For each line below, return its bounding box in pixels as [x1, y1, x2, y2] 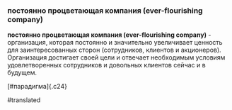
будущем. [7, 68, 37, 77]
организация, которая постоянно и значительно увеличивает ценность [7, 38, 223, 47]
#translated [7, 96, 41, 104]
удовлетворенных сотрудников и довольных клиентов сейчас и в [7, 61, 207, 70]
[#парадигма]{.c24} [7, 82, 67, 91]
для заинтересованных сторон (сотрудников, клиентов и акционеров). [7, 45, 221, 55]
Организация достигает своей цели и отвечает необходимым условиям [7, 53, 226, 62]
